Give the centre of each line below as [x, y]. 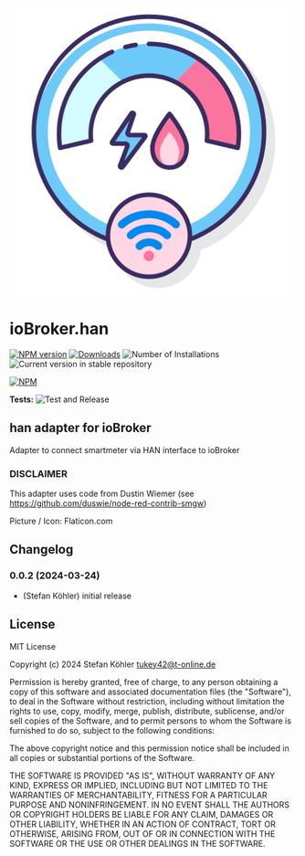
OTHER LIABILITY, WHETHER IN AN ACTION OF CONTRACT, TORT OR [142, 824]
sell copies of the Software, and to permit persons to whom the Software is [151, 721]
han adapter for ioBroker [81, 428]
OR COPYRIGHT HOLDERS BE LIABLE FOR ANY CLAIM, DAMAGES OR [142, 814]
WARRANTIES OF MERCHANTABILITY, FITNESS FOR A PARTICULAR [138, 795]
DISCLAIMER [39, 473]
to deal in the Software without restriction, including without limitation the [147, 701]
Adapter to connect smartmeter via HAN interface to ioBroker [125, 449]
